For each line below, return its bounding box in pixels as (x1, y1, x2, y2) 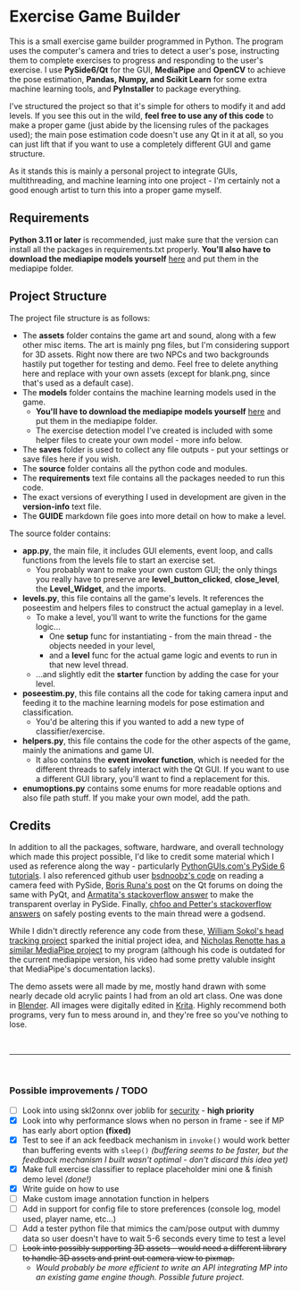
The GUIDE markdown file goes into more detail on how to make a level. (21, 510, 287, 521)
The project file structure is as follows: (9, 312, 150, 323)
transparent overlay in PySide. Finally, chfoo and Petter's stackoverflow (9, 899, 272, 910)
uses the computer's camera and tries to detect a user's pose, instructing (9, 45, 279, 55)
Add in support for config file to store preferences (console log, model (21, 1203, 281, 1214)
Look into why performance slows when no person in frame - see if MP (21, 1115, 285, 1125)
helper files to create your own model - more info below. (35, 434, 243, 445)
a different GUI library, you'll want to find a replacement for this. (35, 773, 271, 784)
